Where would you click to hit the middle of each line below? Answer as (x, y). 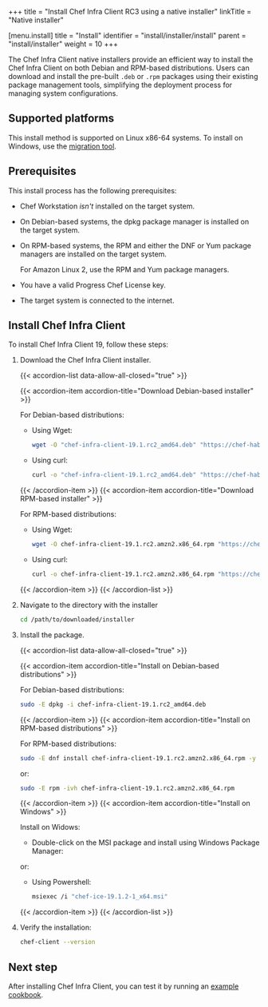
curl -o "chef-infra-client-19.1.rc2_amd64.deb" (114, 475)
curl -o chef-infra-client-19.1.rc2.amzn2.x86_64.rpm (123, 574)
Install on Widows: (50, 827)
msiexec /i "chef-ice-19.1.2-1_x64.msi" (100, 897)
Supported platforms (61, 119)
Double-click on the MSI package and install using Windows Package (146, 842)
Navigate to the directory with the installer (89, 605)
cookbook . (26, 995)
